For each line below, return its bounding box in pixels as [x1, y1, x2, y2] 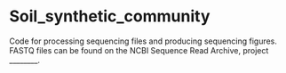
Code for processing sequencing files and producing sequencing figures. [9, 36, 278, 46]
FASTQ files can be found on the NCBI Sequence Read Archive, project [9, 45, 269, 55]
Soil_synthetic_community [9, 6, 211, 27]
